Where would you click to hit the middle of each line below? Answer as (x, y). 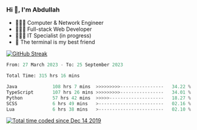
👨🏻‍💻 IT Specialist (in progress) (53, 36)
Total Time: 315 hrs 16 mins (43, 76)
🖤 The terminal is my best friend (55, 42)
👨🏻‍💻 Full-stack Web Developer (53, 29)
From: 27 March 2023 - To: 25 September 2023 (65, 65)
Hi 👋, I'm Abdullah (33, 10)
